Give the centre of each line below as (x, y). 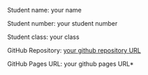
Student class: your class (43, 37)
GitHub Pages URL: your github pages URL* (71, 64)
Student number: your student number (62, 23)
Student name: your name (44, 10)
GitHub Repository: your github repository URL (74, 50)
